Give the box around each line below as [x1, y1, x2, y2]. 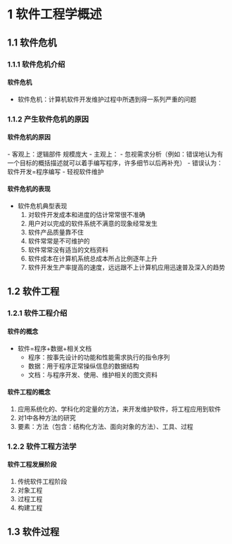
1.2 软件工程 [7, 286, 60, 298]
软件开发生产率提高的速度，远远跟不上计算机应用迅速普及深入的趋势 [27, 263, 226, 272]
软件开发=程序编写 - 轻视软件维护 [7, 167, 104, 175]
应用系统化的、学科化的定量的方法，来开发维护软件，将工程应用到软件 [17, 404, 221, 413]
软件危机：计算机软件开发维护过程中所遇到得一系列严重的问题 [17, 95, 197, 103]
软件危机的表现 [7, 185, 51, 193]
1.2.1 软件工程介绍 [7, 308, 67, 318]
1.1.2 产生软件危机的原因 [7, 114, 89, 124]
